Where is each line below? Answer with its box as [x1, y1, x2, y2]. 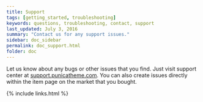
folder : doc [6, 49, 37, 55]
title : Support [6, 8, 45, 15]
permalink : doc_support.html [6, 43, 81, 49]
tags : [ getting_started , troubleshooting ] [6, 15, 116, 21]
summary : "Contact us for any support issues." [6, 32, 130, 38]
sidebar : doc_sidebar [6, 37, 62, 43]
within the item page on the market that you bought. [6, 78, 138, 85]
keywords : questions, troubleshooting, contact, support [6, 20, 155, 26]
